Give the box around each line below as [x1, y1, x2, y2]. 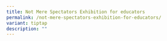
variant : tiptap [6, 20, 47, 26]
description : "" [6, 25, 47, 32]
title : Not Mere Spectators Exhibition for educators [6, 8, 146, 15]
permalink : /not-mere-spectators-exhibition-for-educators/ [6, 14, 162, 20]
